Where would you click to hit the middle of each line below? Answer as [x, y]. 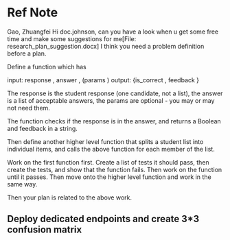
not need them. [28, 108]
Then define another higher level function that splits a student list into [105, 141]
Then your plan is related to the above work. [70, 197]
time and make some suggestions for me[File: [72, 38]
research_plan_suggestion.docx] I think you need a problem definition [106, 46]
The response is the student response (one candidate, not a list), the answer [115, 93]
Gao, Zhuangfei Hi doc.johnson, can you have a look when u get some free [113, 32]
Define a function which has [47, 67]
